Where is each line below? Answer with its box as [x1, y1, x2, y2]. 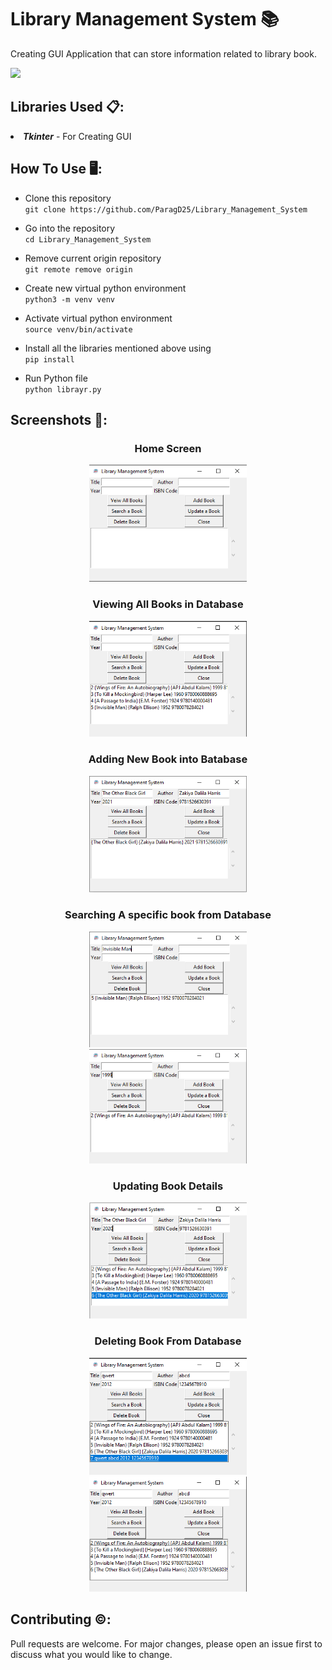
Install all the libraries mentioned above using [24, 342, 212, 354]
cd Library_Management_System [24, 234, 152, 245]
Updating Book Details [112, 1179, 224, 1193]
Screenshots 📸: [10, 411, 108, 428]
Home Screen [134, 441, 202, 455]
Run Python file [24, 372, 88, 384]
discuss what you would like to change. [10, 1648, 173, 1660]
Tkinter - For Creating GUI [23, 130, 132, 142]
